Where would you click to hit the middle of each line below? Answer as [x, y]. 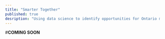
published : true [22, 14]
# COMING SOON [23, 33]
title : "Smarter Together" [33, 10]
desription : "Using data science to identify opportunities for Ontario [81, 19]
